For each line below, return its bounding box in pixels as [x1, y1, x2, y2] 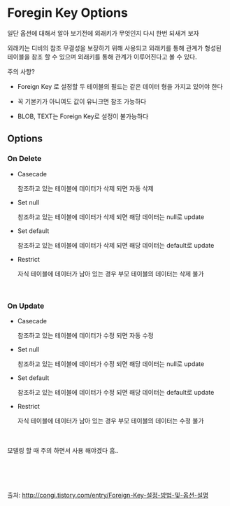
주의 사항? [7, 67, 35, 76]
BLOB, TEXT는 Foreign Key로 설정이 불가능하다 [17, 112, 149, 120]
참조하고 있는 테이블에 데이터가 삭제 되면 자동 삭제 [17, 184, 154, 192]
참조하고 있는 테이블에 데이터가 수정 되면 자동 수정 [17, 331, 154, 339]
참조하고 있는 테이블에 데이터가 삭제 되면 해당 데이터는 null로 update [17, 212, 205, 221]
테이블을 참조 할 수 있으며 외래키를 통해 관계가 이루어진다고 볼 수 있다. [7, 52, 197, 61]
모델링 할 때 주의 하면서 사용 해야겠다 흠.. [7, 446, 119, 454]
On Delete [7, 154, 42, 164]
